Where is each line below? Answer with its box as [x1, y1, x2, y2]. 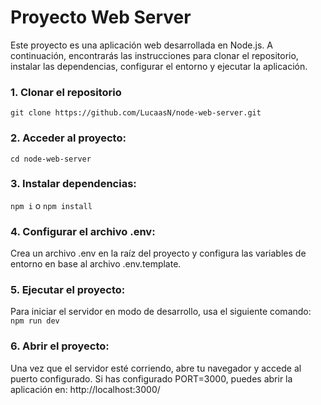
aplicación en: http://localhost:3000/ [10, 383, 161, 395]
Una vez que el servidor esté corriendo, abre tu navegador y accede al [10, 362, 302, 374]
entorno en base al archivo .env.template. [10, 258, 182, 270]
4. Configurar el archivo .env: [10, 224, 156, 238]
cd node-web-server [10, 154, 92, 164]
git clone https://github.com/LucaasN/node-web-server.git [10, 108, 262, 118]
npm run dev [10, 316, 60, 326]
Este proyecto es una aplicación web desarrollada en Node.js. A [10, 39, 273, 51]
